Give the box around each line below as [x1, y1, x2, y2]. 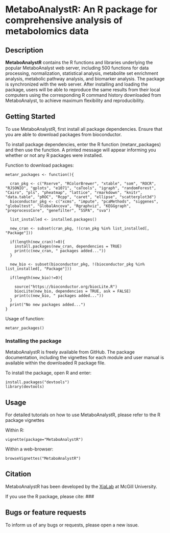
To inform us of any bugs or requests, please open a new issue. [5, 522, 139, 528]
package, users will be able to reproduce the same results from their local [5, 87, 160, 93]
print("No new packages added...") [10, 302, 86, 307]
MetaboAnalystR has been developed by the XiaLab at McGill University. [5, 483, 157, 489]
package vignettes [5, 417, 44, 423]
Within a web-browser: [5, 446, 54, 452]
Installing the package [5, 337, 62, 344]
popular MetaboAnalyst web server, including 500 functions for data [5, 65, 149, 71]
